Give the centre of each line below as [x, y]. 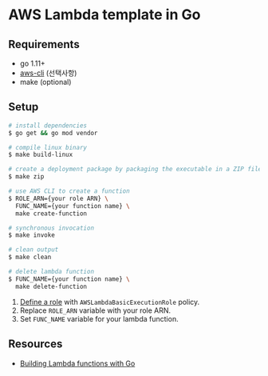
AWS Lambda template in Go [104, 15]
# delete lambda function [51, 272]
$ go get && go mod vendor [53, 133]
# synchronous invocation [51, 228]
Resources [35, 344]
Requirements [44, 44]
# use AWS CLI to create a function [69, 191]
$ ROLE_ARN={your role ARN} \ [59, 198]
